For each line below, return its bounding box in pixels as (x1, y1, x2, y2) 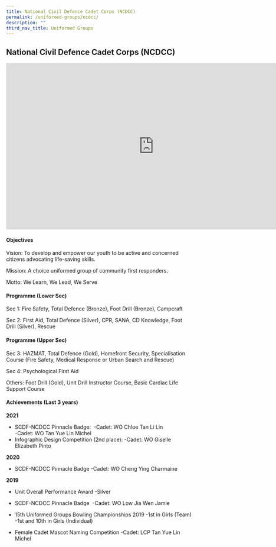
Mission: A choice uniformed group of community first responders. (6, 267, 168, 274)
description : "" (6, 20, 46, 25)
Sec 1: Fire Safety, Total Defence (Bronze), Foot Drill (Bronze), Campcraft (6, 305, 183, 312)
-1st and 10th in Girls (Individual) (14, 517, 93, 524)
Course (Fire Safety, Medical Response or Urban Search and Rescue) (6, 356, 175, 363)
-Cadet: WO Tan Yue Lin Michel (14, 429, 91, 436)
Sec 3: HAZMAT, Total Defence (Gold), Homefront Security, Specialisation (6, 349, 186, 357)
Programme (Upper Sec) (6, 336, 67, 344)
